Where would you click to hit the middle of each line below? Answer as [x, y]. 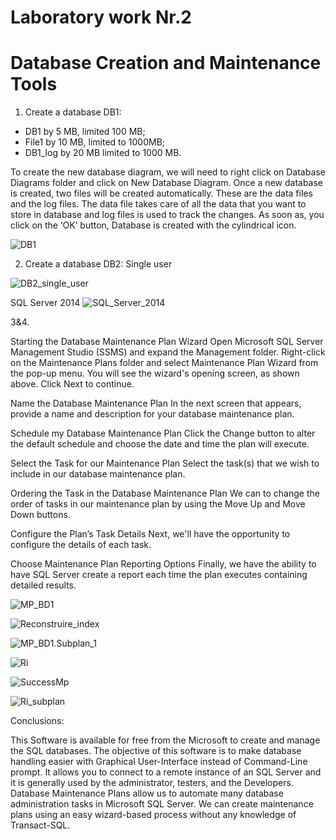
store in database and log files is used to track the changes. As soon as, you [167, 215]
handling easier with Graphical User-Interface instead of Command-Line [159, 762]
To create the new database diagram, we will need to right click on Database [168, 172]
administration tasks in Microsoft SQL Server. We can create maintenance [162, 804]
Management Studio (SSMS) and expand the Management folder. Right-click [168, 352]
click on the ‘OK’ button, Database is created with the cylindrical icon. [153, 225]
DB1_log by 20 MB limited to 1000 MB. [103, 153]
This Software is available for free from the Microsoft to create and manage [165, 740]
